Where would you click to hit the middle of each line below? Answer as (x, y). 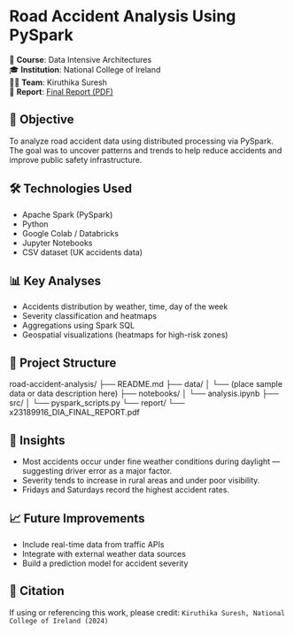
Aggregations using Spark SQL (78, 326)
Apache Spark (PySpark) (67, 214)
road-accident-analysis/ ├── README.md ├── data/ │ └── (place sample (146, 384)
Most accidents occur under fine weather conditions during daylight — (151, 461)
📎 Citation (37, 591)
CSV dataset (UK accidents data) (82, 252)
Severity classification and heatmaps (89, 316)
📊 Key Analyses (55, 281)
